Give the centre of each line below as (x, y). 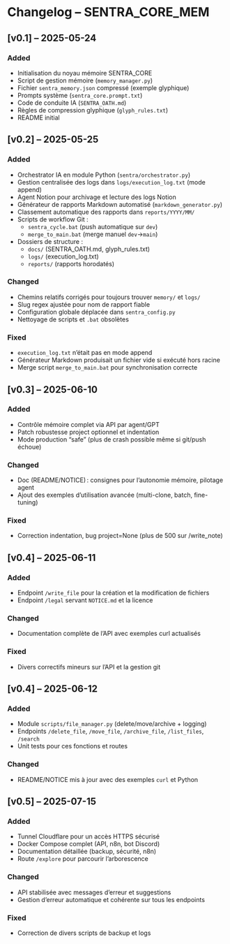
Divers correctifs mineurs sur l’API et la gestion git (89, 667)
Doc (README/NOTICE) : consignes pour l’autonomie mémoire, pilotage (120, 480)
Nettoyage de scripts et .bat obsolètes (73, 319)
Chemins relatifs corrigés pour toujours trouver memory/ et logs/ (109, 297)
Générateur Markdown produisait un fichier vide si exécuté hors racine (119, 360)
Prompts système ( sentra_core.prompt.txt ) (80, 95)
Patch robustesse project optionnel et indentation (88, 432)
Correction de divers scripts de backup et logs (84, 933)
